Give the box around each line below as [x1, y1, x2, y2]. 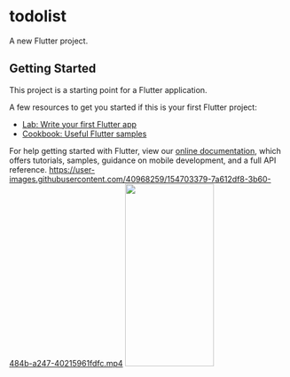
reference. [9, 164, 47, 174]
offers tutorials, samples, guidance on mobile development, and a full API [9, 155, 277, 165]
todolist [9, 6, 67, 27]
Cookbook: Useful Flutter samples [21, 128, 147, 139]
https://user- [48, 164, 96, 174]
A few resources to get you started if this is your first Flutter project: [9, 102, 257, 112]
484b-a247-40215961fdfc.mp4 [9, 358, 123, 368]
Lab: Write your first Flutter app [21, 119, 137, 129]
